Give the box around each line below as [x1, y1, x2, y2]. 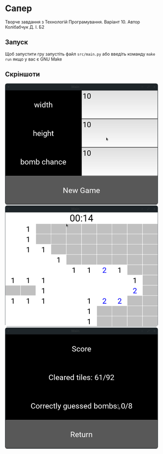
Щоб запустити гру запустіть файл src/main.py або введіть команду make [5, 51, 155, 57]
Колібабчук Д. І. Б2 [5, 24, 45, 30]
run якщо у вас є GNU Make [5, 56, 62, 62]
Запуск [5, 38, 28, 47]
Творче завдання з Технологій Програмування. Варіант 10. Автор [5, 19, 140, 25]
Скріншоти [5, 70, 40, 78]
